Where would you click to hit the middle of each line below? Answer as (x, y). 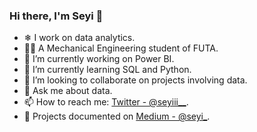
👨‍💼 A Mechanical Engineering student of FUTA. (121, 48)
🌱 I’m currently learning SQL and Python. (107, 70)
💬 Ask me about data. (68, 91)
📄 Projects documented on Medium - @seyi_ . (117, 116)
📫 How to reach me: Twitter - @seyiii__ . (106, 102)
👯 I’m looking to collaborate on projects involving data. (135, 80)
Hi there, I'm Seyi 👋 (56, 16)
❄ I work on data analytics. (79, 38)
